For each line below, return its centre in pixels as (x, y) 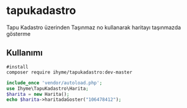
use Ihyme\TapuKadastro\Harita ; (47, 89)
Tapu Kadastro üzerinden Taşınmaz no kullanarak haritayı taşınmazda (94, 27)
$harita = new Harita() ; (38, 94)
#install (17, 67)
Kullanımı (24, 53)
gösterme (18, 33)
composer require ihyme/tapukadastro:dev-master (69, 72)
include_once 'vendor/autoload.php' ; (54, 83)
